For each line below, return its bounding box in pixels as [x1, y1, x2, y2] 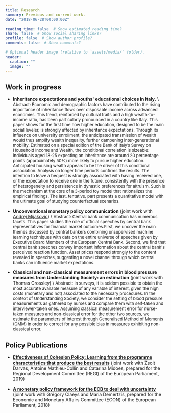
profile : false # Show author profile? [5, 36, 93, 41]
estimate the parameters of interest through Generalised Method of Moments [12, 316, 163, 322]
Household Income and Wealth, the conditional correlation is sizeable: [12, 147, 150, 153]
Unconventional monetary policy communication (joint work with [12, 208, 153, 214]
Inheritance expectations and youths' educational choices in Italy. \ [12, 96, 159, 102]
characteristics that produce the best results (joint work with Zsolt [12, 360, 156, 366]
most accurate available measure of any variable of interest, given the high [12, 286, 159, 291]
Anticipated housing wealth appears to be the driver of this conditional [12, 163, 151, 169]
